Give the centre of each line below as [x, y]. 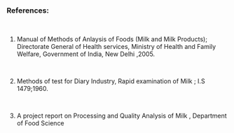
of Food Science [40, 123]
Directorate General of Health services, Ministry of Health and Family [116, 47]
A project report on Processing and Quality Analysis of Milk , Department [122, 116]
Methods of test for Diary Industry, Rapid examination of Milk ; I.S [111, 81]
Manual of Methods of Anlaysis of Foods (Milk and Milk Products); [112, 39]
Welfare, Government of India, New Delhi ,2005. [86, 54]
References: [28, 10]
